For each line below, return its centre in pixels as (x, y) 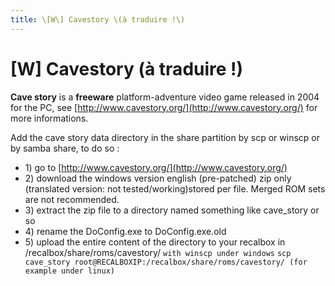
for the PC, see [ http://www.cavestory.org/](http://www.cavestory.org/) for (164, 107)
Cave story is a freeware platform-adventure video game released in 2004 (165, 97)
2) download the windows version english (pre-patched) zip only (158, 178)
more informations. (49, 118)
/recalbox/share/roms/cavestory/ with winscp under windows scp (158, 252)
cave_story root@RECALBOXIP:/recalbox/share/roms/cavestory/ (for (166, 262)
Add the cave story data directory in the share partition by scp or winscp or (165, 137)
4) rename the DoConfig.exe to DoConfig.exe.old (125, 231)
